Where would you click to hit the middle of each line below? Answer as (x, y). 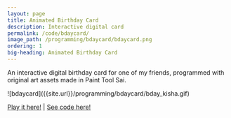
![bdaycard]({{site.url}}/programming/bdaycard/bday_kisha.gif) (98, 93)
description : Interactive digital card (66, 27)
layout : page (26, 14)
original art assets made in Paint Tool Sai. (67, 80)
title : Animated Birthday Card (53, 20)
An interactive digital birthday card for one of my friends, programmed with (116, 72)
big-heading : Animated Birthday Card (62, 53)
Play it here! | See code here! (49, 107)
